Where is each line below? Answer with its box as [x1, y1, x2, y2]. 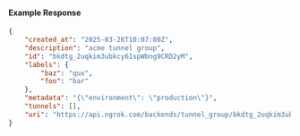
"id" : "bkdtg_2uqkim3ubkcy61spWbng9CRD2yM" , [24, 52, 193, 61]
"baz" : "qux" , [40, 68, 93, 78]
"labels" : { [24, 60, 69, 69]
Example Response [8, 7, 81, 18]
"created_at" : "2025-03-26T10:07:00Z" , [24, 36, 174, 45]
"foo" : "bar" [40, 77, 90, 86]
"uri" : [24, 110, 49, 119]
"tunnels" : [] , [24, 102, 81, 111]
